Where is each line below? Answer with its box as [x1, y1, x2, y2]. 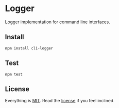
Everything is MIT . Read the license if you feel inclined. [5, 98, 115, 104]
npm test [5, 72, 23, 77]
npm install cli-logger [5, 46, 53, 51]
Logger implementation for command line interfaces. [5, 19, 110, 25]
